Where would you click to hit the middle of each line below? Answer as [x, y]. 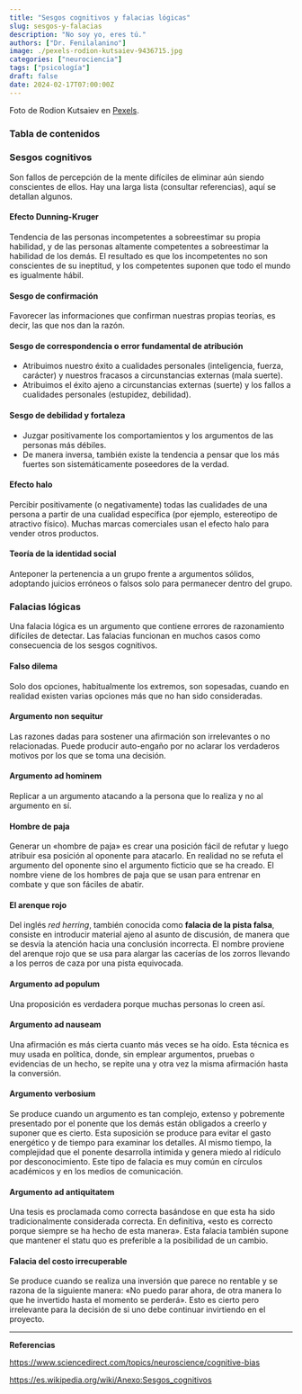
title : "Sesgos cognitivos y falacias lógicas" [100, 18]
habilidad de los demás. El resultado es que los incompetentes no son [138, 256]
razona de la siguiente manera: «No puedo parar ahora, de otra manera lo [146, 1291]
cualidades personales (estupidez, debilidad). [107, 395]
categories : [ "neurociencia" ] [66, 59]
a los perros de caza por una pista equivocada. [97, 963]
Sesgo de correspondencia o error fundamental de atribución [126, 346]
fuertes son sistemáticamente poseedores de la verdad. [125, 463]
